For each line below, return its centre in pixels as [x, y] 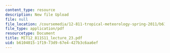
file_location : [21, 24]
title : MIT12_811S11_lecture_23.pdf [44, 38]
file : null [17, 19]
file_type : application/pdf [35, 29]
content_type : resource [30, 10]
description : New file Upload [37, 15]
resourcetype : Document [30, 33]
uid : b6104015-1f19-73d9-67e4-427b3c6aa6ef [52, 43]
